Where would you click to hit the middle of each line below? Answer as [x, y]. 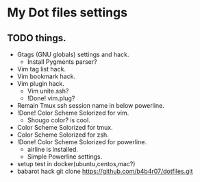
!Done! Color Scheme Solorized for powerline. [82, 142]
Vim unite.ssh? [48, 91]
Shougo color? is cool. [59, 120]
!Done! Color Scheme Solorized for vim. [73, 113]
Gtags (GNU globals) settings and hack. [73, 54]
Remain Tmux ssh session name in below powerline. [90, 105]
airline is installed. [53, 149]
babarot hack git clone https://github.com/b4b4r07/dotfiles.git [105, 171]
